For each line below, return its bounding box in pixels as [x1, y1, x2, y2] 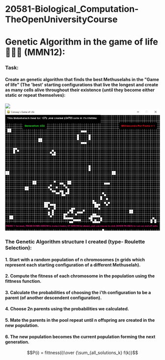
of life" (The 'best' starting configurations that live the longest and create [5, 82, 159, 87]
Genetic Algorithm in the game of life [5, 36, 159, 48]
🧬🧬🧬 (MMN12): [5, 47, 65, 58]
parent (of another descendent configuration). [5, 295, 102, 301]
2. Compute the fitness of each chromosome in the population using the [5, 273, 155, 279]
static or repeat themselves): [5, 92, 66, 98]
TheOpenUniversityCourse [5, 14, 118, 25]
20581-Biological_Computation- [5, 3, 139, 15]
